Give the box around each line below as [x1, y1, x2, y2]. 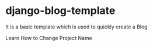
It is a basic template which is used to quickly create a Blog [5, 23, 148, 30]
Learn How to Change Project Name [5, 34, 93, 41]
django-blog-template [5, 4, 116, 17]
